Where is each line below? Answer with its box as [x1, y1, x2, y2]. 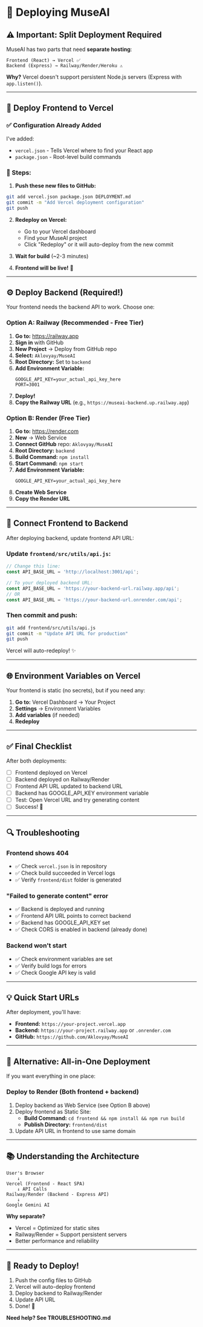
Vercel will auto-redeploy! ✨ [6, 647, 76, 654]
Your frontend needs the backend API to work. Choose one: [6, 303, 155, 311]
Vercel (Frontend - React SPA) [6, 1181, 85, 1187]
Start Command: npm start [14, 460, 83, 467]
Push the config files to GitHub [14, 1277, 92, 1284]
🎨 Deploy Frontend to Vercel [6, 103, 114, 113]
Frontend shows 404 [6, 849, 69, 857]
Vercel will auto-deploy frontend [14, 1283, 95, 1291]
